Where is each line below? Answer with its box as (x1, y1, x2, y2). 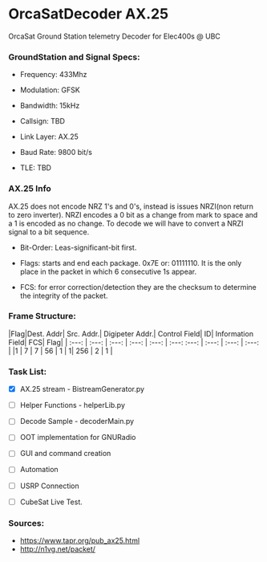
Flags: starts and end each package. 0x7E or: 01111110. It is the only (19, 258, 242, 267)
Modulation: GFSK (19, 85, 80, 95)
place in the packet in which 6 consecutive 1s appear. (19, 267, 197, 276)
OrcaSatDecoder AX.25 (8, 5, 169, 23)
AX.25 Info (8, 183, 52, 194)
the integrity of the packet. (19, 291, 108, 300)
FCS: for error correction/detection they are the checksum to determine (19, 282, 257, 291)
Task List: (8, 366, 47, 377)
